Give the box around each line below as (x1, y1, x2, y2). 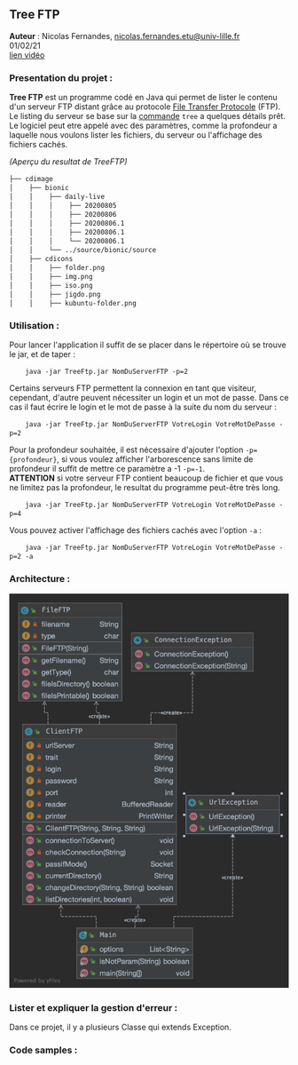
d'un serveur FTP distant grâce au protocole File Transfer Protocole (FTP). (9, 101, 281, 112)
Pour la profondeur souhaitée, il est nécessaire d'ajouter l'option (9, 444, 244, 456)
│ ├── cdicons (9, 255, 74, 264)
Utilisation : (9, 320, 59, 332)
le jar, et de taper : (9, 349, 75, 360)
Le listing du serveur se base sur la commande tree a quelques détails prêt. (9, 111, 286, 122)
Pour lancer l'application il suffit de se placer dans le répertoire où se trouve (9, 339, 286, 350)
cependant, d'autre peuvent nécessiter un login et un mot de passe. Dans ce (9, 393, 289, 403)
